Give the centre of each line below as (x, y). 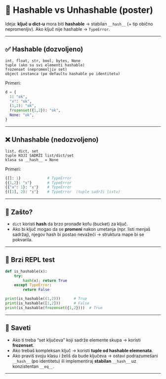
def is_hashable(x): (26, 271)
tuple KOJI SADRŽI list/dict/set (40, 156)
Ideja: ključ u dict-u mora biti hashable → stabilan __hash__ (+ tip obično (79, 24)
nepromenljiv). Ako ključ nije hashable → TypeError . (58, 29)
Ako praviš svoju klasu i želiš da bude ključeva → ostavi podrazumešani (85, 356)
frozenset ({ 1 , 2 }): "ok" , (35, 110)
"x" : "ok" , (21, 101)
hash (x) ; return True (45, 280)
